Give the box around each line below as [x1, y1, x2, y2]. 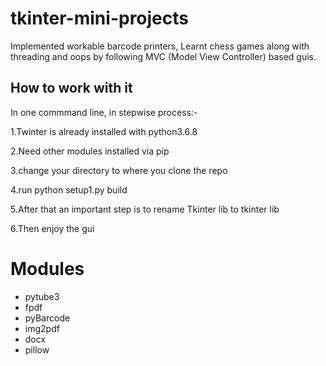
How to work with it [10, 80, 133, 97]
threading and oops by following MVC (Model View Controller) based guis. [10, 50, 317, 62]
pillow [24, 343, 50, 356]
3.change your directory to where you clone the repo [10, 164, 228, 176]
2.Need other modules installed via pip [10, 145, 170, 157]
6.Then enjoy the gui [10, 222, 95, 234]
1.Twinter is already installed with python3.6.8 [10, 125, 198, 137]
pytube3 [24, 290, 60, 302]
